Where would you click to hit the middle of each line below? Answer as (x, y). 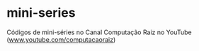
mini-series (41, 13)
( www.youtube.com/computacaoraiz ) (61, 39)
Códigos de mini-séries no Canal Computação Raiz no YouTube (99, 32)
